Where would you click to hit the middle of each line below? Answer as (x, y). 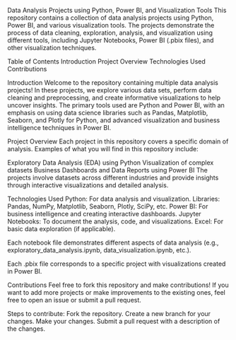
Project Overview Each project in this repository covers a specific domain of (118, 141)
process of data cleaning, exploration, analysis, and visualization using (110, 33)
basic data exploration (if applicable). (61, 229)
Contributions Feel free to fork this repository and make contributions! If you (118, 285)
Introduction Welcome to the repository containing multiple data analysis (113, 83)
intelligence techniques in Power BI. (59, 128)
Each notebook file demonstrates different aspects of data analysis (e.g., (113, 242)
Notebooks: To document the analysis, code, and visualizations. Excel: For (116, 221)
